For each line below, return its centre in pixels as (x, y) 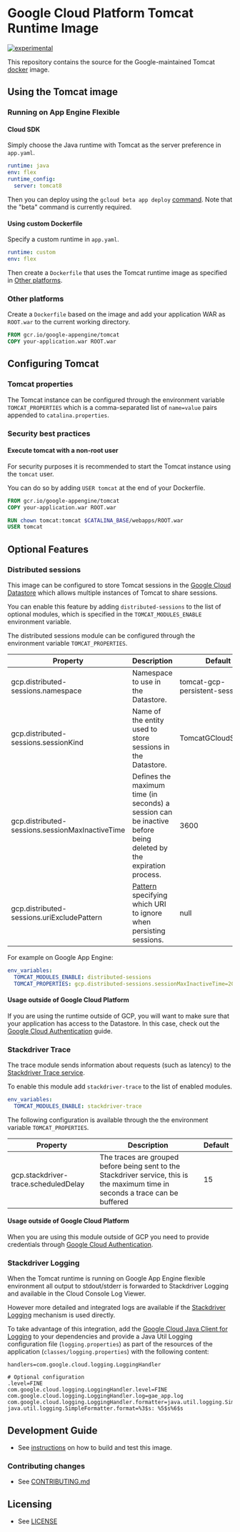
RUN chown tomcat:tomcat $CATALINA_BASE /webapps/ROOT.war (95, 520)
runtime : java (29, 166)
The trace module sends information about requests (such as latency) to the (119, 1065)
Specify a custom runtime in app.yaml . (63, 239)
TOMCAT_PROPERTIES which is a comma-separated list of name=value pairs (112, 407)
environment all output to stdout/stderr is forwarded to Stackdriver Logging (118, 1286)
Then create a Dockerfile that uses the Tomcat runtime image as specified (117, 272)
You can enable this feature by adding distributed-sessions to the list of (114, 606)
